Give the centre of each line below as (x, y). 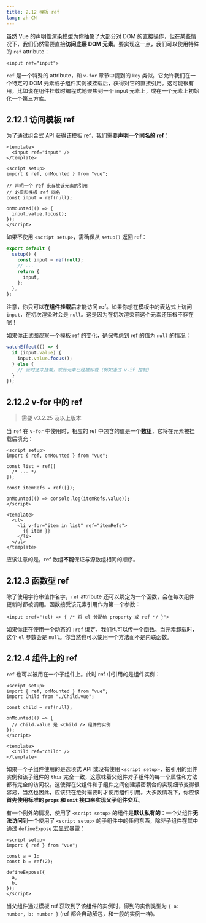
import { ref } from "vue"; (42, 845)
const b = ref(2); (30, 862)
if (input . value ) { (37, 353)
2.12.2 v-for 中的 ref (44, 402)
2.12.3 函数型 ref (38, 581)
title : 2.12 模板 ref (33, 12)
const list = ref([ (31, 467)
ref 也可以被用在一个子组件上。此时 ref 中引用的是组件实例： (83, 674)
